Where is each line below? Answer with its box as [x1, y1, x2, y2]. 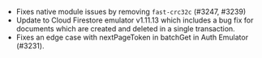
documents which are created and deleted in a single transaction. [15, 24, 235, 33]
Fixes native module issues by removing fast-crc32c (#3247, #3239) [15, 7, 247, 16]
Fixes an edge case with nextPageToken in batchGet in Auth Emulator [15, 32, 249, 42]
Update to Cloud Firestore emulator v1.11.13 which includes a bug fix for [15, 15, 254, 25]
